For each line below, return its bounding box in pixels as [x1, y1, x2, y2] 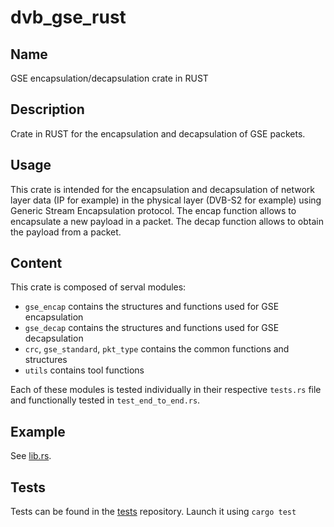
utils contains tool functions [24, 364, 145, 376]
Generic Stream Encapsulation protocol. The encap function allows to [10, 204, 297, 216]
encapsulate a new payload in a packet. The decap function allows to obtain [10, 215, 324, 227]
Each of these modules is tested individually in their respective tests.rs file [10, 384, 322, 396]
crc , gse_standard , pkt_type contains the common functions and [24, 343, 290, 355]
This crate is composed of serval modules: [10, 281, 187, 293]
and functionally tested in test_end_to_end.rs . [10, 394, 201, 406]
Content [10, 255, 63, 272]
